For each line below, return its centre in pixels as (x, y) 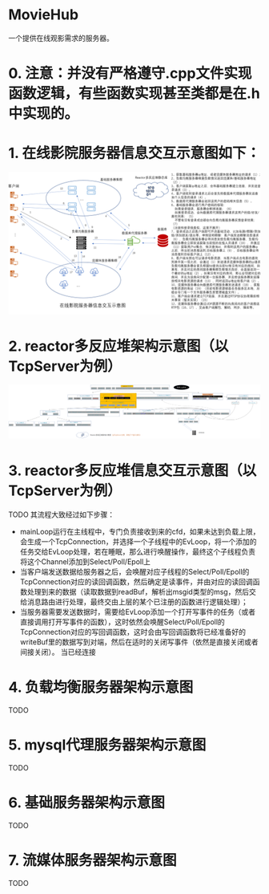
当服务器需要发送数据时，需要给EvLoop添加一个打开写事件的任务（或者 (138, 612)
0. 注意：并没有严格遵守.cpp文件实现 (130, 73)
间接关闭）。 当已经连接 (58, 652)
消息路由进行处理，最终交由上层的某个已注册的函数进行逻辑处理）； (137, 602)
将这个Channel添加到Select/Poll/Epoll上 (85, 562)
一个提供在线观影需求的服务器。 (61, 38)
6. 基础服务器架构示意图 (87, 803)
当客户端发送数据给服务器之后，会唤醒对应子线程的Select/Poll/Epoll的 (134, 572)
